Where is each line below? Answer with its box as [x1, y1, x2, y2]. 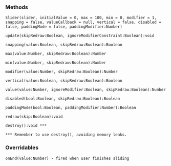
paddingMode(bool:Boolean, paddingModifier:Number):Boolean [5, 105, 137, 110]
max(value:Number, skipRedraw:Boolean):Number [5, 51, 106, 57]
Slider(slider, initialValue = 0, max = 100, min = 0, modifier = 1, [5, 15, 157, 21]
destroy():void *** [5, 123, 47, 128]
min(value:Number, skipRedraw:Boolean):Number [5, 60, 106, 65]
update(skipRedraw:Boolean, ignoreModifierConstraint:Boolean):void [5, 33, 155, 39]
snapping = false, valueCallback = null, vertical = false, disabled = [5, 20, 161, 25]
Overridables [5, 144, 39, 151]
